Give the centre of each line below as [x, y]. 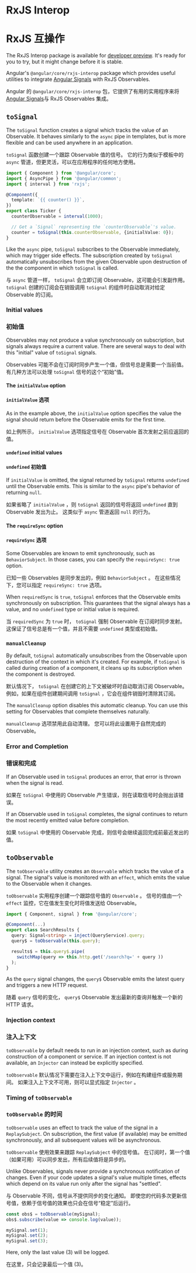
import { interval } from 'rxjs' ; [48, 184]
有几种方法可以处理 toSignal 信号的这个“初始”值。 [66, 372]
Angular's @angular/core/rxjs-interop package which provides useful [91, 73]
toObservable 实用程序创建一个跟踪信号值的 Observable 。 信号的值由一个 [94, 896]
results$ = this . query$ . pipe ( [48, 951]
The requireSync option [35, 526]
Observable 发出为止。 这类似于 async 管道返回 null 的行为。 [80, 512]
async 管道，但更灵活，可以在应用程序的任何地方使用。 [72, 162]
